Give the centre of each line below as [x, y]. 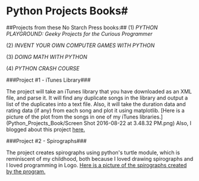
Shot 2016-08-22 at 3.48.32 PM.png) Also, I [138, 123]
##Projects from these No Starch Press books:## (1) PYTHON [82, 27]
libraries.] [151, 117]
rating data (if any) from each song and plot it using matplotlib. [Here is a [95, 110]
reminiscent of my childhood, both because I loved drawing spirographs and [100, 158]
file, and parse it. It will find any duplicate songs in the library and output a [97, 98]
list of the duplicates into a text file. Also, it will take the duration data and [96, 104]
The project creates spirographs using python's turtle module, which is [93, 152]
